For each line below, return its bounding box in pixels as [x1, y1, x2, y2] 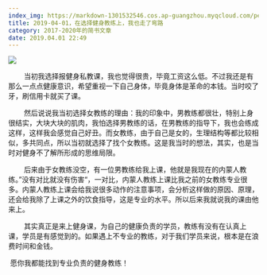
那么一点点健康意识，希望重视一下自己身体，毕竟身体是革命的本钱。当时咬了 [8, 81, 259, 91]
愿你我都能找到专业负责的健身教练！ [10, 258, 129, 268]
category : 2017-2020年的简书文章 [8, 26, 112, 34]
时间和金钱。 [14, 242, 57, 251]
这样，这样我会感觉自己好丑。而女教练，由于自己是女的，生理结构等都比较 [8, 128, 252, 137]
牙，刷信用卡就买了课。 [8, 91, 85, 101]
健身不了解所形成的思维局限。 [21, 148, 120, 157]
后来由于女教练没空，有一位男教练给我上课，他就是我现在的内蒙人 [23, 165, 240, 175]
